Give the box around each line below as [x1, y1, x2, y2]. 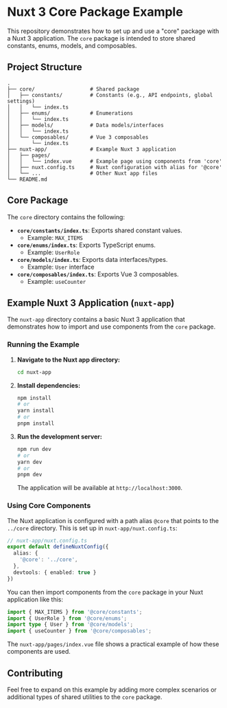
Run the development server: [16, 432, 103, 441]
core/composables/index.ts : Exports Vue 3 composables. [16, 269, 180, 278]
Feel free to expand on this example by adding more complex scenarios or [7, 685, 217, 694]
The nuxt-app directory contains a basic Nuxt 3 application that [7, 316, 185, 324]
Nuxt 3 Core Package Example [7, 4, 183, 20]
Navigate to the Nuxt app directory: [16, 355, 120, 364]
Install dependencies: [16, 381, 81, 389]
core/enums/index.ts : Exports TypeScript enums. [16, 241, 156, 249]
